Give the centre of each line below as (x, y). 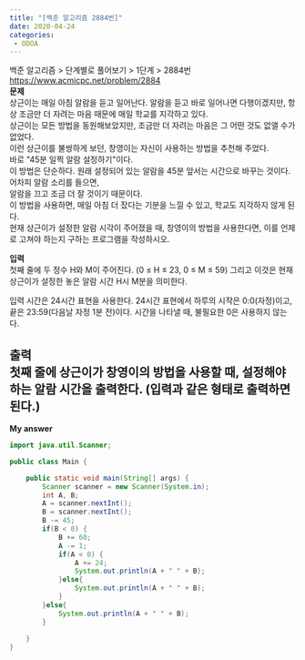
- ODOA (26, 43)
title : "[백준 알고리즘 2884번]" (66, 18)
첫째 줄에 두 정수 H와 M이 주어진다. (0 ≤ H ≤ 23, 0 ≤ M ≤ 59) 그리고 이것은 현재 (152, 270)
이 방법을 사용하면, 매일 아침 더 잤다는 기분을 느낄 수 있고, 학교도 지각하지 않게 (147, 205)
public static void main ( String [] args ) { (107, 478)
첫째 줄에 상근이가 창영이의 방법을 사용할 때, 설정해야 (148, 372)
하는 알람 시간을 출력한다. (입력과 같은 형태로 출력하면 (150, 389)
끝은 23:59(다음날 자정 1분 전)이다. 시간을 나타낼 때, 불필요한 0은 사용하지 (140, 312)
